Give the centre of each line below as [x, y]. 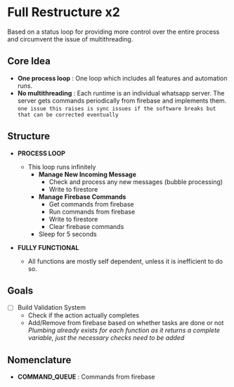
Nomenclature [39, 360]
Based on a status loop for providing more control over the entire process [113, 32]
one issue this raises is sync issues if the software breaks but [117, 109]
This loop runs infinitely [62, 166]
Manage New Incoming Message [87, 174]
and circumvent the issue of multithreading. [70, 39]
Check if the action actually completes [83, 315]
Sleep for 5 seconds [67, 234]
